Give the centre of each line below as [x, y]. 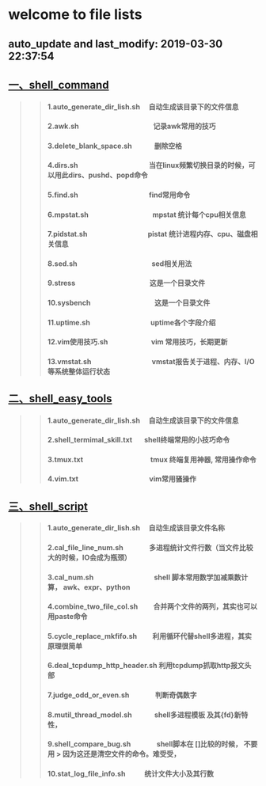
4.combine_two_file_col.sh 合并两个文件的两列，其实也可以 [152, 606]
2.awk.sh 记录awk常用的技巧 [131, 126]
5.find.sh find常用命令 [119, 195]
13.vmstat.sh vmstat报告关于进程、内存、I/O [151, 361]
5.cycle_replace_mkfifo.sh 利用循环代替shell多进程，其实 [149, 636]
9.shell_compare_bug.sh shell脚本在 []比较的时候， [145, 744]
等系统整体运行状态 [79, 371]
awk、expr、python [97, 587]
